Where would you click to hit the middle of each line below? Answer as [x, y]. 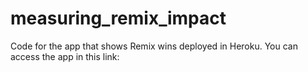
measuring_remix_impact [118, 18]
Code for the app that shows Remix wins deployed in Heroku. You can [154, 46]
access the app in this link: [65, 56]
